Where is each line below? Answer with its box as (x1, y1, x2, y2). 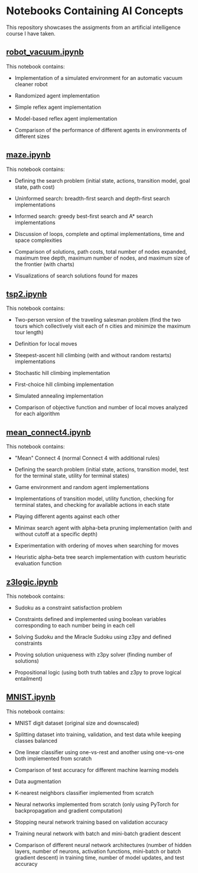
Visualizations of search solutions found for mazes (14, 272, 138, 279)
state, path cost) (14, 183, 55, 190)
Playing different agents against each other (14, 513, 120, 520)
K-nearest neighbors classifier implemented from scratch (14, 789, 154, 796)
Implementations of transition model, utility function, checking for (14, 495, 174, 502)
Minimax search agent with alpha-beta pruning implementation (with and (14, 525, 192, 532)
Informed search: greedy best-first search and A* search (14, 212, 154, 219)
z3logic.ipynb (6, 577, 58, 587)
